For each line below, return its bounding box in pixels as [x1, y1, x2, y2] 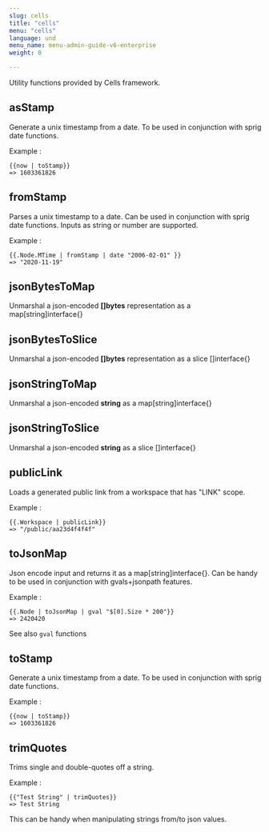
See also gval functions [9, 629, 87, 638]
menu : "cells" [9, 26, 57, 34]
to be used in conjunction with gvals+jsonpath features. [9, 577, 193, 586]
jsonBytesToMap [9, 280, 95, 294]
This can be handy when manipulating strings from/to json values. [9, 814, 227, 824]
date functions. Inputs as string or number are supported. [9, 220, 199, 230]
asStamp [9, 101, 55, 114]
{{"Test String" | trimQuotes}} [9, 794, 117, 802]
